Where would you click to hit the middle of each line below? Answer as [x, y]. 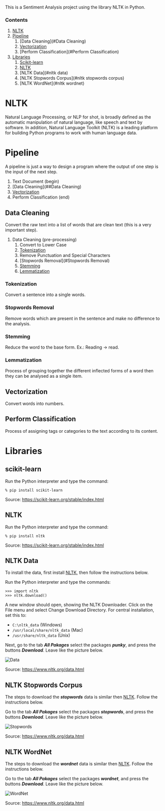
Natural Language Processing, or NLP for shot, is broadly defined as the [78, 117]
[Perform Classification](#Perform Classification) [69, 52]
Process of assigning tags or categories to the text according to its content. [82, 431]
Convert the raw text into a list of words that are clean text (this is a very [78, 224]
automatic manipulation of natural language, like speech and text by [74, 122]
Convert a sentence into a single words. [46, 295]
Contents [16, 20]
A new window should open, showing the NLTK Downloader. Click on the [79, 605]
